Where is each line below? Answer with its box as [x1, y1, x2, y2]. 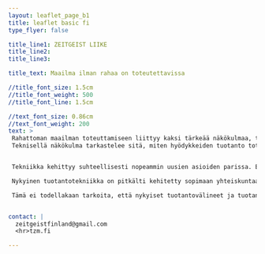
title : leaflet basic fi [8, 19, 90, 27]
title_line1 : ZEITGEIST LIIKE [8, 40, 108, 48]
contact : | [8, 212, 44, 221]
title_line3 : [8, 55, 51, 63]
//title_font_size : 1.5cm [8, 84, 93, 92]
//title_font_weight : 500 [8, 91, 93, 99]
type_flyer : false [8, 26, 69, 34]
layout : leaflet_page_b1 [8, 11, 90, 20]
